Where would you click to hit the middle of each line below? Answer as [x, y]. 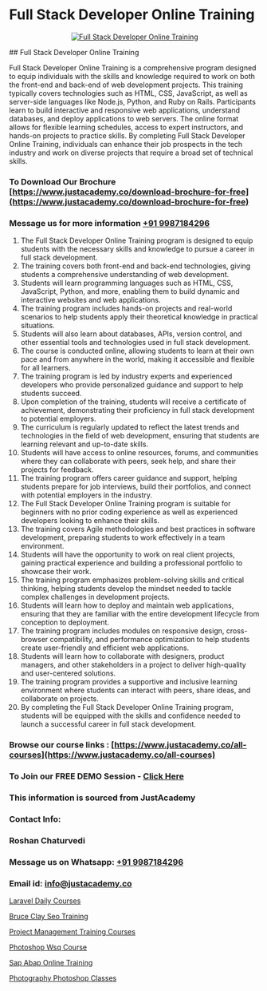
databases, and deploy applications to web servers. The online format [124, 118]
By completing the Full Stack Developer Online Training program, [127, 708]
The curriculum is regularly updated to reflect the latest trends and [130, 427]
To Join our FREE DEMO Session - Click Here [96, 776]
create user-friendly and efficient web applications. [105, 648]
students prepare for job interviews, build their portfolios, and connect [136, 487]
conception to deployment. [65, 622]
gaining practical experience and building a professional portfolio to [132, 563]
